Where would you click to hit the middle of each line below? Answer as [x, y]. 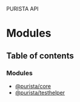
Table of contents [40, 56]
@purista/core [33, 86]
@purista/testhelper [40, 92]
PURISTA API [22, 9]
